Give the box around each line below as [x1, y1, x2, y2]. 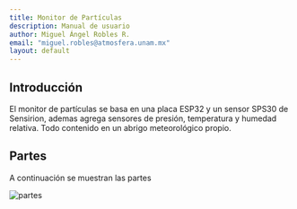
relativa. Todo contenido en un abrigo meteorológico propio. [9, 122, 231, 133]
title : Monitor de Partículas [9, 13, 123, 22]
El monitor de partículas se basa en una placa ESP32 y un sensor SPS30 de [9, 103, 289, 114]
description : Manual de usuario [9, 22, 130, 30]
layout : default [9, 47, 70, 56]
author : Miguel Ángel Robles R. [9, 30, 130, 39]
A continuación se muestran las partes [9, 172, 152, 183]
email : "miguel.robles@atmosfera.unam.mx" [9, 38, 170, 48]
